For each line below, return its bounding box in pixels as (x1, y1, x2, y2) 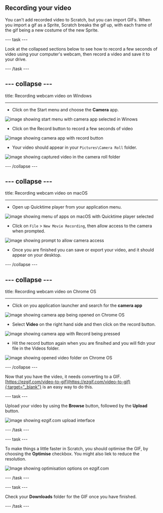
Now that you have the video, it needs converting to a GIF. (5, 374, 121, 380)
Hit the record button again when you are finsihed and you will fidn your (12, 340, 156, 346)
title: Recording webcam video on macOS (5, 190, 88, 196)
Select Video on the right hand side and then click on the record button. (12, 321, 156, 327)
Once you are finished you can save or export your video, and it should (12, 247, 154, 253)
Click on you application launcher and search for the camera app (12, 302, 143, 308)
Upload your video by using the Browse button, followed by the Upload (5, 403, 148, 409)
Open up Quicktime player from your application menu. (12, 204, 122, 210)
